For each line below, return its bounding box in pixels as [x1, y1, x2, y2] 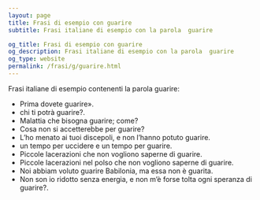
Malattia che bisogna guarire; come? [19, 116, 139, 125]
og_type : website [8, 55, 65, 63]
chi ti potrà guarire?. [19, 107, 85, 117]
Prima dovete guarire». [19, 99, 95, 109]
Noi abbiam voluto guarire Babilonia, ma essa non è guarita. [19, 166, 214, 176]
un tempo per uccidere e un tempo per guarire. [19, 141, 173, 150]
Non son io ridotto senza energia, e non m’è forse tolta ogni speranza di [19, 174, 252, 183]
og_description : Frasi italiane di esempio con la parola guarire [8, 48, 235, 56]
